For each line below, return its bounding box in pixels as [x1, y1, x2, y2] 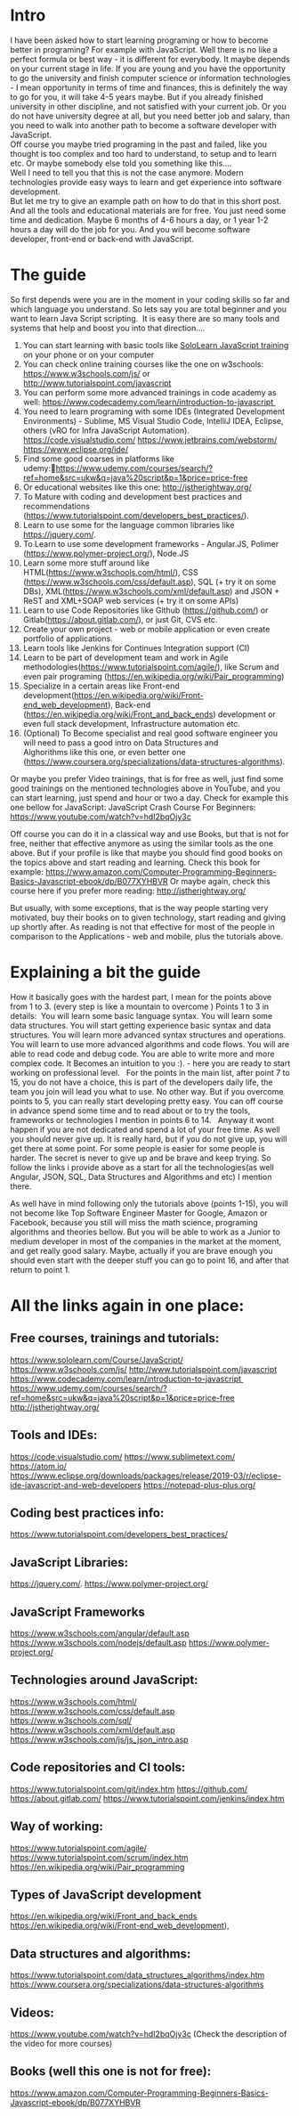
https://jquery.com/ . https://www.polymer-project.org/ [10, 1578, 208, 1590]
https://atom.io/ [10, 1461, 68, 1471]
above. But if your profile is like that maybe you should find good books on [10, 847, 283, 858]
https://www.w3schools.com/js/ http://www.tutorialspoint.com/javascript [10, 1363, 278, 1374]
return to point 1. [10, 1264, 70, 1274]
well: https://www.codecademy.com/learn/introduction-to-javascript [22, 396, 274, 407]
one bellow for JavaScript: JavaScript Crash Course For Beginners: [10, 802, 256, 812]
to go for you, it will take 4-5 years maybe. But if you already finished [10, 91, 263, 102]
